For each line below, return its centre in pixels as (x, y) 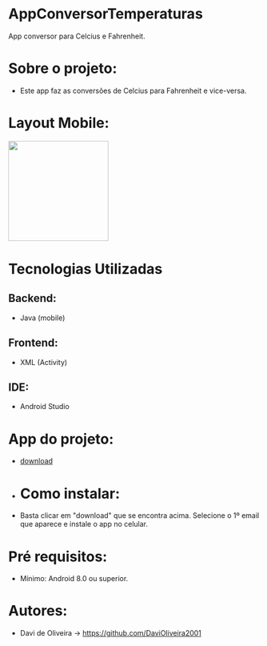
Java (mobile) (42, 318)
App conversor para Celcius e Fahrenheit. (77, 36)
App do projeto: (61, 439)
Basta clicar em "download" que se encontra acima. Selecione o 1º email (139, 516)
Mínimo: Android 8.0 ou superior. (74, 579)
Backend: (32, 298)
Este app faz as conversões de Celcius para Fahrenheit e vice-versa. (133, 90)
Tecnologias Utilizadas (86, 269)
